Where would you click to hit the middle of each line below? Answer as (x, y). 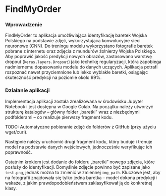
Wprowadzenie (24, 25)
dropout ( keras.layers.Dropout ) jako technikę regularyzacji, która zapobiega (83, 62)
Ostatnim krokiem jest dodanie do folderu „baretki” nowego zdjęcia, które (80, 162)
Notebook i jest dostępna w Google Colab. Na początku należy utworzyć (79, 106)
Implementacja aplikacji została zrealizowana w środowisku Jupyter (74, 101)
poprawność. (19, 152)
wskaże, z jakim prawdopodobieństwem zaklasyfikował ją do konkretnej (79, 183)
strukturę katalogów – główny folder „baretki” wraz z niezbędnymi (72, 112)
